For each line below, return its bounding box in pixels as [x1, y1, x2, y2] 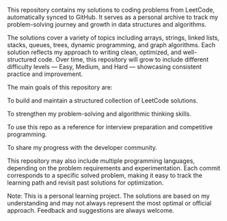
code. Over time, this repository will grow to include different [38, 55, 209, 64]
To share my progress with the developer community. [7, 144, 157, 151]
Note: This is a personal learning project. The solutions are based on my [7, 192, 210, 200]
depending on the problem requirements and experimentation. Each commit [7, 164, 221, 172]
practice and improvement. [7, 70, 83, 78]
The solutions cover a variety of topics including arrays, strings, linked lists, [7, 34, 220, 42]
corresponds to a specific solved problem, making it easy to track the [7, 171, 203, 179]
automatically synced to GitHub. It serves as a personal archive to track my [7, 13, 219, 21]
